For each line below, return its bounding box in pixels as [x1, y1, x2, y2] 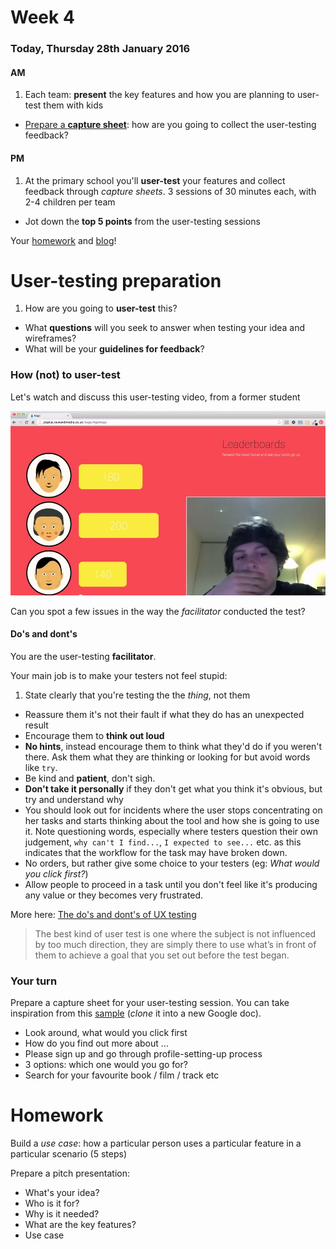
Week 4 [10, 6, 75, 29]
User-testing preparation [10, 269, 222, 292]
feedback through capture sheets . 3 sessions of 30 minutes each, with [24, 185, 317, 197]
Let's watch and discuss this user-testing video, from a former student [10, 391, 301, 403]
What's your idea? [24, 1187, 100, 1199]
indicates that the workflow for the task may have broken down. [24, 846, 288, 858]
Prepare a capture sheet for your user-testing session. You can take [10, 997, 290, 1009]
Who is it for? [24, 1197, 80, 1210]
